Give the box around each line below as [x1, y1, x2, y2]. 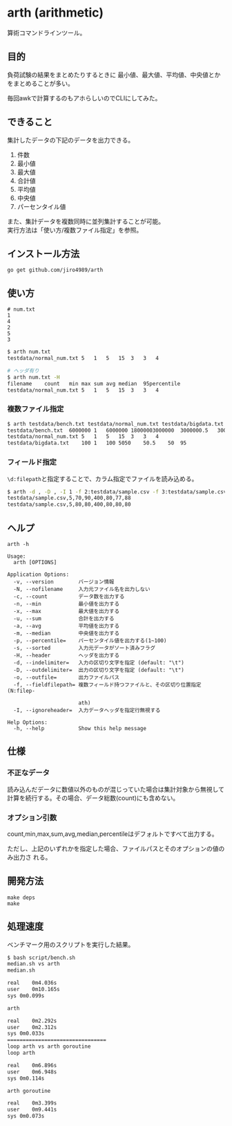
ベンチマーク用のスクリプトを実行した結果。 [7, 940, 135, 949]
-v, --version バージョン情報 [13, 578, 115, 585]
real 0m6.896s [7, 1062, 57, 1069]
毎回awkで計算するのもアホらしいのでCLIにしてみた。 [7, 93, 162, 102]
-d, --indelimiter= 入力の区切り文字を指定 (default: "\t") [13, 659, 184, 666]
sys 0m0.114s [7, 1075, 45, 1082]
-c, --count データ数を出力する [13, 593, 125, 600]
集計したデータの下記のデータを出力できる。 [7, 136, 135, 144]
